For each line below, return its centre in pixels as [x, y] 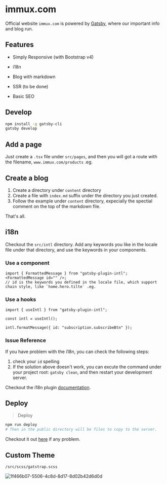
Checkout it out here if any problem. [43, 439]
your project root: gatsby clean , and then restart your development [82, 372]
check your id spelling [36, 361]
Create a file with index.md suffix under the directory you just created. [85, 195]
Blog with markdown [34, 77]
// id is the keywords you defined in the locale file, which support [81, 283]
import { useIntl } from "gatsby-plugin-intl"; [56, 310]
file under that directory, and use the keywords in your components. [76, 250]
